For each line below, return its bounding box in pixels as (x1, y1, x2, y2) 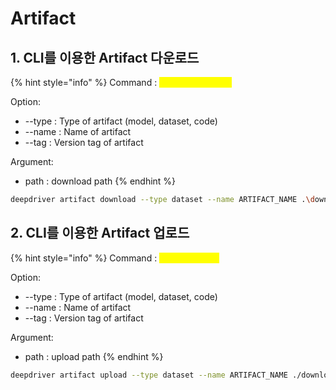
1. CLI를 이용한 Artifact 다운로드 (10, 49, 200, 66)
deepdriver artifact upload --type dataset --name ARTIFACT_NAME (10, 370, 288, 380)
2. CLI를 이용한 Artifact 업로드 (10, 225, 190, 242)
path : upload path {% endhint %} (24, 350, 164, 362)
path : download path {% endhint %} (24, 175, 177, 187)
